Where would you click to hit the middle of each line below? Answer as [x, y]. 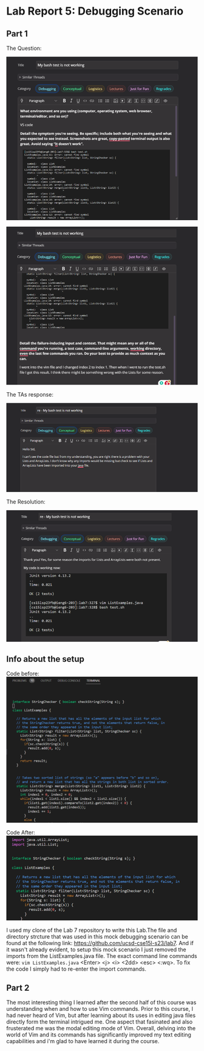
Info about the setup [46, 659]
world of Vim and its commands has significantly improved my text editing [99, 1035]
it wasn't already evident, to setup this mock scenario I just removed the [96, 949]
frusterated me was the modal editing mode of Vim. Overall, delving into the [101, 1028]
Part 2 [18, 987]
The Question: [24, 48]
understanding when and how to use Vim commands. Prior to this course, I [100, 1009]
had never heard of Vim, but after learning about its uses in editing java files [101, 1015]
